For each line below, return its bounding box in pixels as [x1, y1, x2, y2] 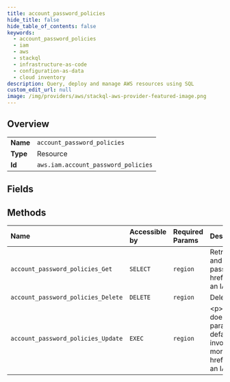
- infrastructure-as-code [13, 61, 88, 68]
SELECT [129, 265, 151, 273]
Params [173, 236, 199, 246]
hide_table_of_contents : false [7, 23, 97, 29]
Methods [7, 206, 47, 218]
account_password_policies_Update [10, 335, 123, 343]
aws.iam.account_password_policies [36, 160, 153, 169]
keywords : [7, 29, 36, 36]
